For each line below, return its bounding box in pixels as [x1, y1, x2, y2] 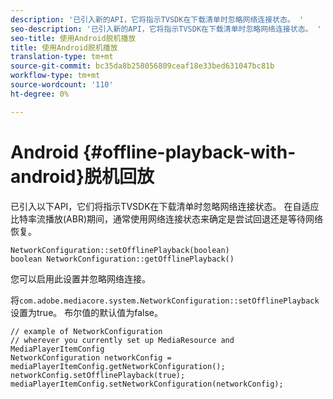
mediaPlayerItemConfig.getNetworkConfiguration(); [10, 361, 226, 371]
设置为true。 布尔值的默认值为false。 [10, 306, 163, 318]
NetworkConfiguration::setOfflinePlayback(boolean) [10, 245, 230, 255]
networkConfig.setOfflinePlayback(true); [10, 370, 186, 380]
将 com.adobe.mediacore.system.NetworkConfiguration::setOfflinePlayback [10, 294, 320, 306]
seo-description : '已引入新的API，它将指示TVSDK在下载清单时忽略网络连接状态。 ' [10, 24, 322, 34]
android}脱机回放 [10, 165, 155, 188]
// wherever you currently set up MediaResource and [10, 335, 235, 345]
